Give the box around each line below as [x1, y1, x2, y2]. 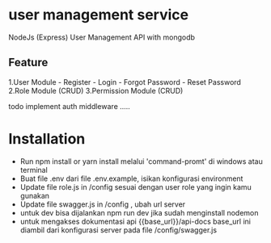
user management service [8, 6, 188, 24]
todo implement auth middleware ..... [8, 101, 131, 111]
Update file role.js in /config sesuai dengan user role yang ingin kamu [19, 182, 252, 191]
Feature [8, 56, 49, 69]
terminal [19, 165, 49, 174]
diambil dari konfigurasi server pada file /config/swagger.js [19, 224, 217, 235]
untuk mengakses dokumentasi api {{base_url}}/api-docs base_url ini [19, 216, 251, 226]
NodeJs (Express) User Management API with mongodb [8, 32, 196, 42]
